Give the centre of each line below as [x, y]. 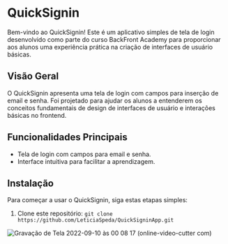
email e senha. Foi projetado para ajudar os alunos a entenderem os [105, 100]
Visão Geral [33, 76]
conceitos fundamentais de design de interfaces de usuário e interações [112, 108]
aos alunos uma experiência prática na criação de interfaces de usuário [110, 47]
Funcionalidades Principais [67, 137]
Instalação [31, 183]
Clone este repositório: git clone [65, 213]
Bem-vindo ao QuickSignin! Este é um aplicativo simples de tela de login [111, 32]
